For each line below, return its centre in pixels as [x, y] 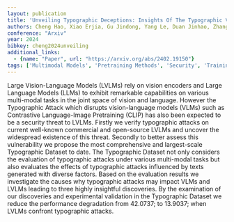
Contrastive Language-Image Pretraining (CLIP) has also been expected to [114, 115]
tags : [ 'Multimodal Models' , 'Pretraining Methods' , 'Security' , [104, 65]
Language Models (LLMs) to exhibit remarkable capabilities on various [108, 93]
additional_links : [34, 53]
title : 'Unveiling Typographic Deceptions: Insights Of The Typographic [115, 20]
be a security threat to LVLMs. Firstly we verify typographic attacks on [108, 122]
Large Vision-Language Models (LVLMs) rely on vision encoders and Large [115, 85]
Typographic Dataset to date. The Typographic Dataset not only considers [114, 152]
